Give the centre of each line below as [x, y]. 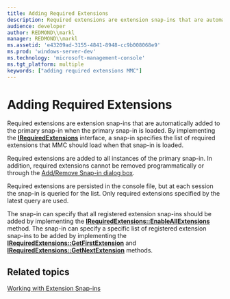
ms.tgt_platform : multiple [46, 64]
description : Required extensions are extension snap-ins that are [105, 20]
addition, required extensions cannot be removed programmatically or [105, 166]
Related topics [38, 272]
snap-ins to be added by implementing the [67, 236]
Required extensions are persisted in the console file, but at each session [110, 186]
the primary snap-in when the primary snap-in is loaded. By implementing [111, 131]
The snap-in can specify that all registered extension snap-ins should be [110, 214]
